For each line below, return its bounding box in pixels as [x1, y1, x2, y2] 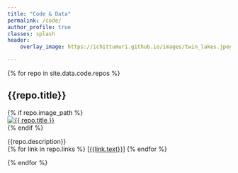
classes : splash [7, 30, 55, 38]
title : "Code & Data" [7, 10, 72, 18]
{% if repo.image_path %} [7, 108, 84, 117]
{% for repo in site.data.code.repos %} [7, 69, 120, 77]
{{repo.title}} [7, 89, 67, 101]
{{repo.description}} [7, 137, 67, 145]
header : [7, 37, 30, 44]
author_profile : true [7, 23, 72, 30]
